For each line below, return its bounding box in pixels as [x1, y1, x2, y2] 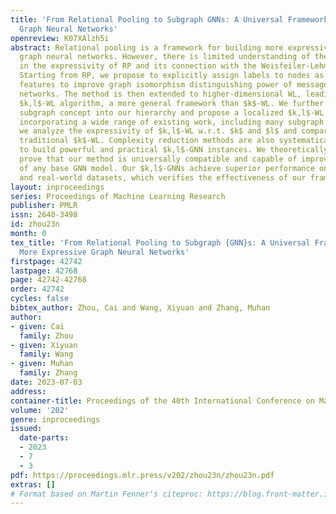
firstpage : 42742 [10, 256, 83, 266]
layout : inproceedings [10, 182, 105, 192]
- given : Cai [10, 321, 65, 331]
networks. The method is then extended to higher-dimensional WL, [19, 89, 302, 99]
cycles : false [10, 294, 70, 304]
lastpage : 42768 [10, 266, 78, 276]
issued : [10, 424, 43, 434]
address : [10, 386, 47, 396]
